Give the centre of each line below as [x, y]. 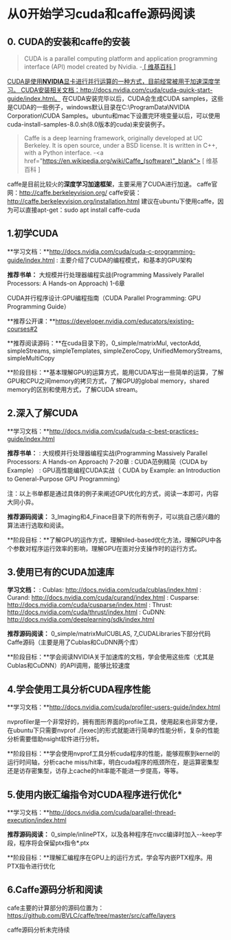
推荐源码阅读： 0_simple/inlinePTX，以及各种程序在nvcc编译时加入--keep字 [114, 834]
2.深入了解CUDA [43, 413]
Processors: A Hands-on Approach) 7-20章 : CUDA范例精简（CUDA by [108, 461]
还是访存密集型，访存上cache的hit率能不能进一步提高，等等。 [95, 771]
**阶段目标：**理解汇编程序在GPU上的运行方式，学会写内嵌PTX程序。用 [110, 857]
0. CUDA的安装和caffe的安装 [69, 42]
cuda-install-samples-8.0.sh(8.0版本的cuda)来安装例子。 [88, 124]
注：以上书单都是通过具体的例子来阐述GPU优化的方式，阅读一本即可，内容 [113, 493]
